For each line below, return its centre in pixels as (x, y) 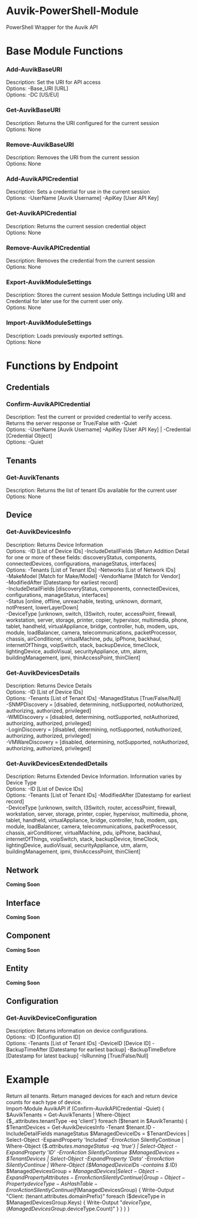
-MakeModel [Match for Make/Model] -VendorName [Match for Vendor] (93, 576)
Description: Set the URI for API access (54, 82)
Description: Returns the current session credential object (76, 226)
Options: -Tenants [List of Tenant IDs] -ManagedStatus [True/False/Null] (94, 698)
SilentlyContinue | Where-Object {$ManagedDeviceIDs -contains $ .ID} (92, 1165)
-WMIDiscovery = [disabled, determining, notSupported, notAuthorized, (93, 717)
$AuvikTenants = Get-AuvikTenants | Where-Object (68, 1115)
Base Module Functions (65, 51)
